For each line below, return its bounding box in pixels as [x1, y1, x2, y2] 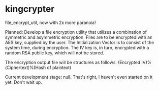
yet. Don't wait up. [5, 79, 42, 85]
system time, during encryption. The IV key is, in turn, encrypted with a [5, 45, 149, 50]
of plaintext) [46, 65, 71, 70]
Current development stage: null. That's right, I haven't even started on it [5, 74, 153, 80]
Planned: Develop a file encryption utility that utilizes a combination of [5, 29, 147, 35]
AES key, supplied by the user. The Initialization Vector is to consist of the [5, 39, 154, 45]
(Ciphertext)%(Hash [5, 65, 46, 70]
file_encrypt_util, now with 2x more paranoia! [5, 20, 96, 25]
